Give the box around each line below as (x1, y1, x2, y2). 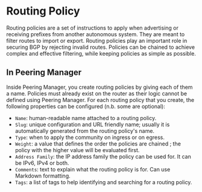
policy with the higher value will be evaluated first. (14, 146, 140, 153)
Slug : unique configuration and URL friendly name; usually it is (14, 121, 170, 128)
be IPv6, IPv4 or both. (14, 159, 69, 167)
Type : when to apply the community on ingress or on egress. (14, 133, 165, 141)
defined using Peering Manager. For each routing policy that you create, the (6, 96, 195, 103)
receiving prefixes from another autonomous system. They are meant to (6, 30, 185, 37)
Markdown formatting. (14, 172, 71, 179)
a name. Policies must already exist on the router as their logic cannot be (6, 89, 188, 97)
